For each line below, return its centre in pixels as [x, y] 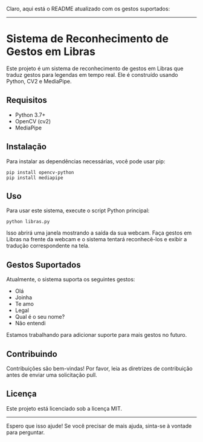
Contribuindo [32, 354]
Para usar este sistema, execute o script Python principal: [78, 210]
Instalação [27, 147]
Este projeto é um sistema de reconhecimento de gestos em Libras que [95, 68]
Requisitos [27, 100]
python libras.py [28, 222]
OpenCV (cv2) [33, 121]
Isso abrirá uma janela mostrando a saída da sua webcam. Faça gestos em [99, 233]
